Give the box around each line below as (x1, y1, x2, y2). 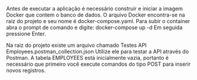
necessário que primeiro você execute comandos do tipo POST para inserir (6, 60, 191, 68)
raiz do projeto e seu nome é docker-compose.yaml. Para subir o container (6, 18, 190, 24)
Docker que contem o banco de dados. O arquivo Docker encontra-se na (6, 11, 186, 18)
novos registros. (6, 67, 46, 73)
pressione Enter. (6, 30, 46, 37)
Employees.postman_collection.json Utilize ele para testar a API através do (6, 48, 189, 55)
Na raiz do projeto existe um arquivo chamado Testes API (6, 41, 147, 49)
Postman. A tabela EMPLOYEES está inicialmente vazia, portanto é (6, 55, 169, 61)
